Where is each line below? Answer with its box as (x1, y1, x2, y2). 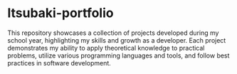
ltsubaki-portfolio (7, 5, 114, 21)
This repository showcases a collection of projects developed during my (7, 28, 219, 37)
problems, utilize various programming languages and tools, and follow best (7, 51, 230, 60)
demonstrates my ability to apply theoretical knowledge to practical (7, 43, 205, 52)
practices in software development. (7, 58, 112, 67)
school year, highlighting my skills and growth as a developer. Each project (7, 36, 226, 44)
